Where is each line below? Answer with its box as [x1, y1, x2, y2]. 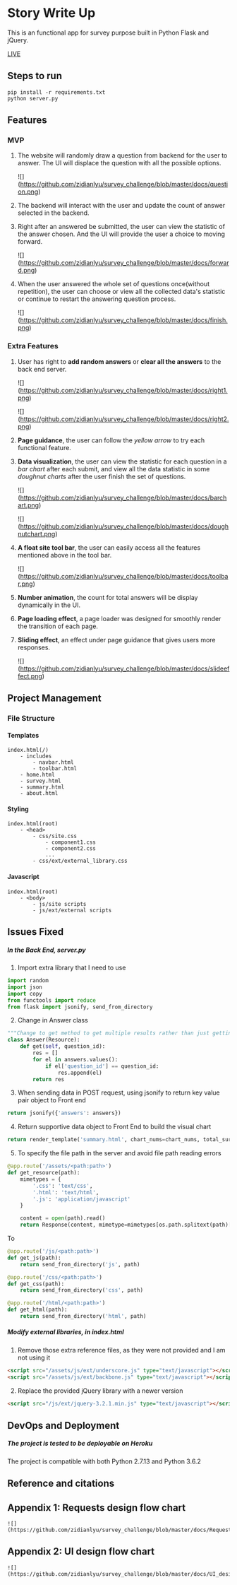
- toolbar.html [32, 765, 78, 772]
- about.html [20, 790, 59, 797]
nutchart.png [17, 529, 56, 538]
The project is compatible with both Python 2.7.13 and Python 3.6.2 [7, 1457, 201, 1466]
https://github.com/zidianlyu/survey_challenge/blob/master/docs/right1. [20, 386, 228, 394]
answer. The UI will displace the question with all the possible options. [17, 159, 221, 167]
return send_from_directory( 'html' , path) [20, 1313, 147, 1320]
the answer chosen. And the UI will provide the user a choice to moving [17, 230, 226, 238]
